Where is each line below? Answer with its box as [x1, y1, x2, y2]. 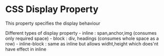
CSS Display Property [5, 4, 99, 15]
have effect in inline [5, 46, 47, 52]
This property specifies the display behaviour [5, 20, 101, 26]
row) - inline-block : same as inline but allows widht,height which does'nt [5, 40, 159, 46]
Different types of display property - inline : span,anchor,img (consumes [5, 30, 157, 36]
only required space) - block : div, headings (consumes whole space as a [5, 35, 159, 41]
